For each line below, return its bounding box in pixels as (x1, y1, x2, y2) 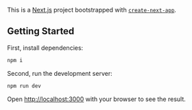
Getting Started (7, 25, 75, 37)
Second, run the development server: (7, 69, 112, 77)
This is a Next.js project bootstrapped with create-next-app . (7, 6, 177, 14)
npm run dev (7, 82, 41, 90)
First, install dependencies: (7, 44, 84, 52)
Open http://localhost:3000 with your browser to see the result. (7, 95, 187, 103)
